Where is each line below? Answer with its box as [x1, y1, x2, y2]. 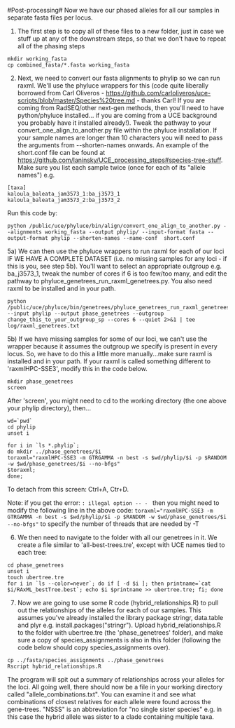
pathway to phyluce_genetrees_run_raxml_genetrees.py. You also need [7, 277, 213, 285]
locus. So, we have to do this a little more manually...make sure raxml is [7, 350, 213, 358]
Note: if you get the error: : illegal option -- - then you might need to [7, 499, 220, 507]
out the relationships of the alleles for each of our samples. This [17, 606, 201, 614]
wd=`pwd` [7, 417, 33, 424]
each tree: [17, 548, 48, 556]
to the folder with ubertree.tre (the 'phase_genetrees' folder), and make [17, 628, 224, 637]
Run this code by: [7, 209, 58, 217]
